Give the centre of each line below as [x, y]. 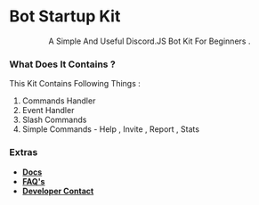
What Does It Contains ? [62, 64]
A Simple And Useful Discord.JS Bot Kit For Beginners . [150, 41]
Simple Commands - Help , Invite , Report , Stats [111, 129]
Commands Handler [59, 101]
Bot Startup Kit [65, 16]
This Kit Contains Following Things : [75, 84]
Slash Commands [54, 120]
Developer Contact [58, 191]
